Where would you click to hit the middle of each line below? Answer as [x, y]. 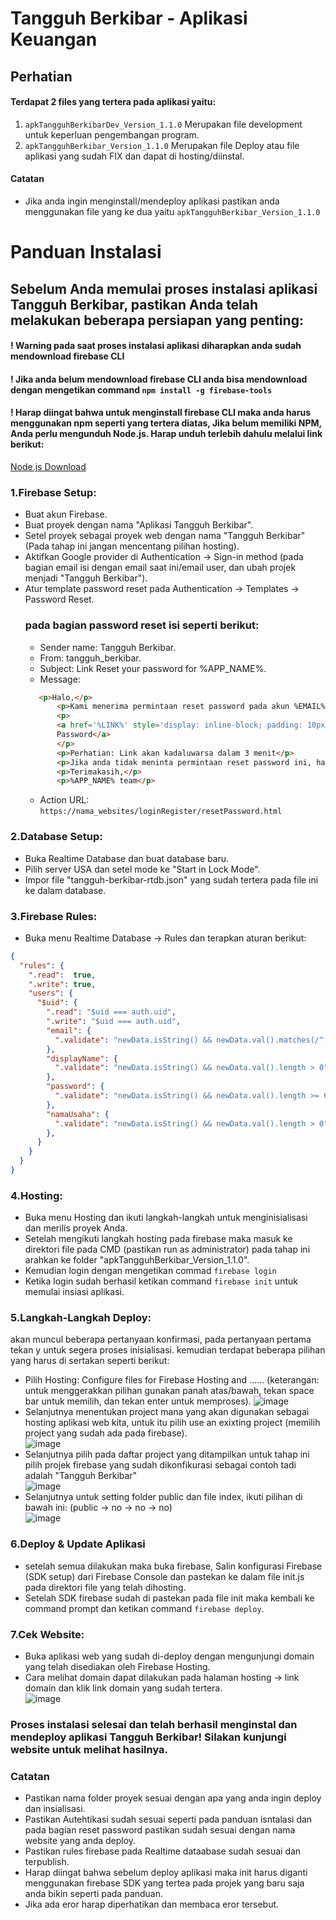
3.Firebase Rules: [54, 916]
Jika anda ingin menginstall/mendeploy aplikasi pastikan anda [152, 201]
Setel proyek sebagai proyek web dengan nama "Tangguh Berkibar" [165, 536]
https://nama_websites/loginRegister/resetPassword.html [161, 812]
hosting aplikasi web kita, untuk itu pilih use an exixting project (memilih [172, 1423]
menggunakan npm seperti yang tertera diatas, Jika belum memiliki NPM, [166, 423]
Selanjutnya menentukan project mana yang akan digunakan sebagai [167, 1412]
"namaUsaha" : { [78, 1114]
